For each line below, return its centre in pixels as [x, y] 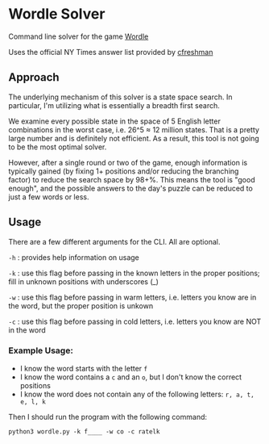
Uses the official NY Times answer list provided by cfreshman [111, 52]
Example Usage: [41, 350]
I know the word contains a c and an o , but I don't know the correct [131, 377]
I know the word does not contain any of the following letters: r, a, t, [137, 394]
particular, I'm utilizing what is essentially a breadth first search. [114, 105]
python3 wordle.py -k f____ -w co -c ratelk [84, 431]
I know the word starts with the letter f [83, 368]
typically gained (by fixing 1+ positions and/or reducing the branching [124, 171]
